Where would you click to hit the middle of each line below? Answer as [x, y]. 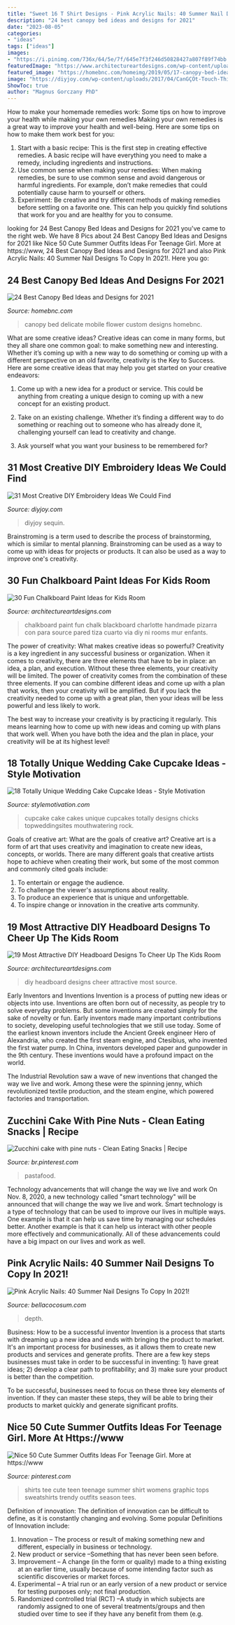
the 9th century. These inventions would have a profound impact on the [110, 1055]
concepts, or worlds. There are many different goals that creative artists [111, 854]
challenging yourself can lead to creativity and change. [97, 432]
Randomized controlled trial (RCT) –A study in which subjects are [111, 1598]
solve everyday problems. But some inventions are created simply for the [113, 1011]
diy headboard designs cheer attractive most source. [101, 982]
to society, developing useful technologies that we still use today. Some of [114, 1026]
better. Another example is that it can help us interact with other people [109, 1226]
